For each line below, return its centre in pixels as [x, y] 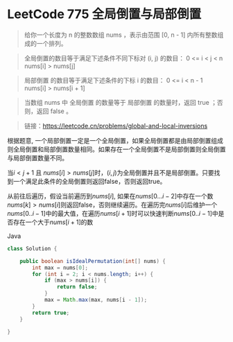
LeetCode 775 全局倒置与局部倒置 [104, 14]
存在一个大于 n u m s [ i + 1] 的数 [53, 222]
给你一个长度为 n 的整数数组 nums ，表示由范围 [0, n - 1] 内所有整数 [121, 35]
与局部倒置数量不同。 [37, 157]
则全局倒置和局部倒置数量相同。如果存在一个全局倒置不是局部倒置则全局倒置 [116, 149]
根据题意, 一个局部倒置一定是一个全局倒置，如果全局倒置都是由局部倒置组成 [115, 140]
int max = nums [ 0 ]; [60, 268]
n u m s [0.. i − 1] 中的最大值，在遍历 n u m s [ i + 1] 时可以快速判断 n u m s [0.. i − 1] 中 [113, 213]
